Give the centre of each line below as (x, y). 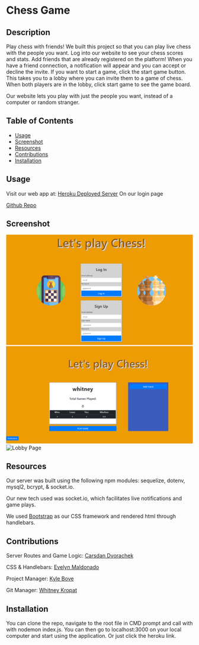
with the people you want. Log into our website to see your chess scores (95, 53)
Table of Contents (40, 121)
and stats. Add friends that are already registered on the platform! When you (99, 59)
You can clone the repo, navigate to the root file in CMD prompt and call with (99, 623)
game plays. (21, 505)
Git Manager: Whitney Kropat (41, 590)
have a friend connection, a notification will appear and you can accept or (96, 65)
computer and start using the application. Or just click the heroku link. (91, 636)
